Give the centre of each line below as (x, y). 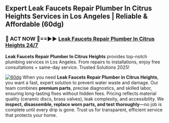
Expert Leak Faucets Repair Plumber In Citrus (79, 8)
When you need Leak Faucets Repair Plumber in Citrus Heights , (91, 77)
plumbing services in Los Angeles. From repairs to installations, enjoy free (83, 62)
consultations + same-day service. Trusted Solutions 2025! (67, 67)
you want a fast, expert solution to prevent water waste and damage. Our (82, 82)
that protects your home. (31, 115)
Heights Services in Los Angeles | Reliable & (77, 17)
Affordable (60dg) (35, 24)
